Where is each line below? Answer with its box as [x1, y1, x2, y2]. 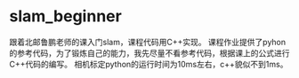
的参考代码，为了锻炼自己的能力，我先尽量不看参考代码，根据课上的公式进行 [9, 47, 290, 58]
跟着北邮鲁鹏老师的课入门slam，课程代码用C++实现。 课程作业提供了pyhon [9, 36, 287, 47]
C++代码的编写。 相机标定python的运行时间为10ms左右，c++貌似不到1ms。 [9, 58, 288, 69]
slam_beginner [9, 6, 122, 27]
